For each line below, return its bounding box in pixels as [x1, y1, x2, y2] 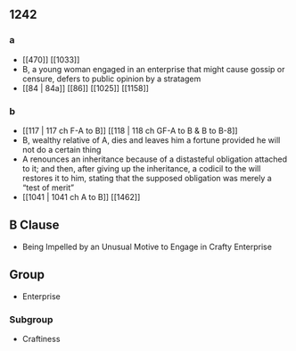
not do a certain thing [21, 144, 102, 155]
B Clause [9, 218, 60, 233]
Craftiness [21, 333, 61, 344]
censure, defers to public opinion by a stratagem [21, 73, 201, 84]
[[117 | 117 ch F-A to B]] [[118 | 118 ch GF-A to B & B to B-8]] [21, 125, 238, 136]
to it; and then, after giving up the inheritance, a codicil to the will [21, 163, 261, 173]
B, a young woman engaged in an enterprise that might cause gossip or [21, 63, 285, 74]
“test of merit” [21, 182, 74, 193]
